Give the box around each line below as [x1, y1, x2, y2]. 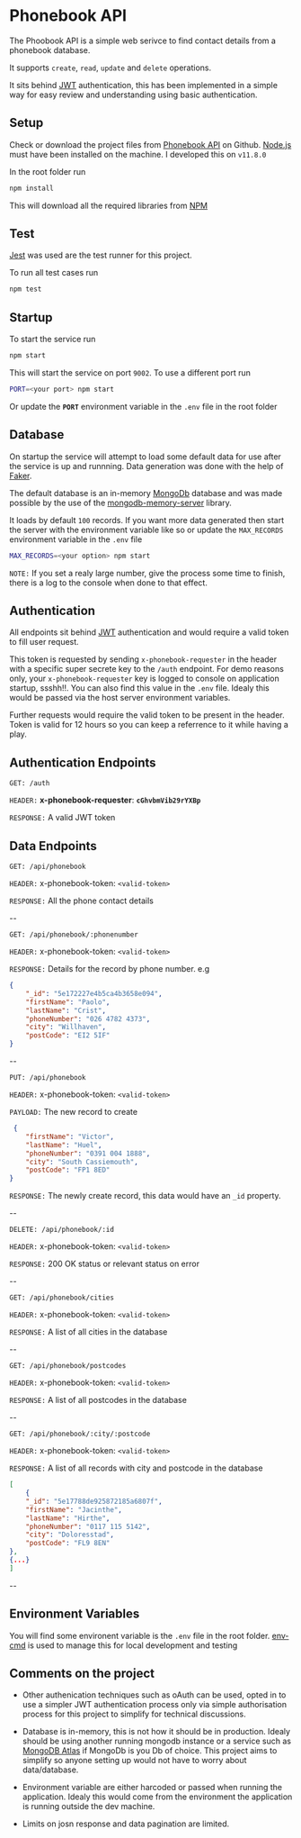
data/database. [22, 1764, 79, 1775]
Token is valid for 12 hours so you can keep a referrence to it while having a [9, 720, 289, 730]
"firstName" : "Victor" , [25, 1132, 115, 1141]
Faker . [9, 470, 32, 481]
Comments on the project [9, 1665, 155, 1680]
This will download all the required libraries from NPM [9, 200, 208, 211]
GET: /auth [9, 779, 50, 788]
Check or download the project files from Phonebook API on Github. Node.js [9, 139, 292, 149]
